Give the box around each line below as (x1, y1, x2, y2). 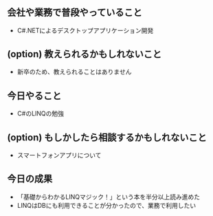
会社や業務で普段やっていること (7, 7, 142, 19)
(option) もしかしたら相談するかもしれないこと (7, 131, 208, 143)
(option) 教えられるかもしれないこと (7, 48, 162, 60)
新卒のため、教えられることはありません (16, 67, 132, 76)
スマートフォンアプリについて (16, 151, 102, 160)
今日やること (7, 89, 62, 101)
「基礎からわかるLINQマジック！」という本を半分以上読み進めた (16, 193, 201, 201)
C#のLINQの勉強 (16, 109, 64, 118)
